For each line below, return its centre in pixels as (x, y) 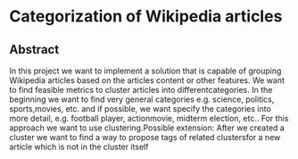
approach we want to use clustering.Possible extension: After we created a (147, 128)
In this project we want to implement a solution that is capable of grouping (145, 71)
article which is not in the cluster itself (79, 146)
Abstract (34, 50)
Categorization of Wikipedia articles (146, 17)
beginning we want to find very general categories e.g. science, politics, (142, 99)
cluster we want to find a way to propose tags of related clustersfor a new (145, 137)
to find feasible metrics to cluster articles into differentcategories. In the (141, 90)
